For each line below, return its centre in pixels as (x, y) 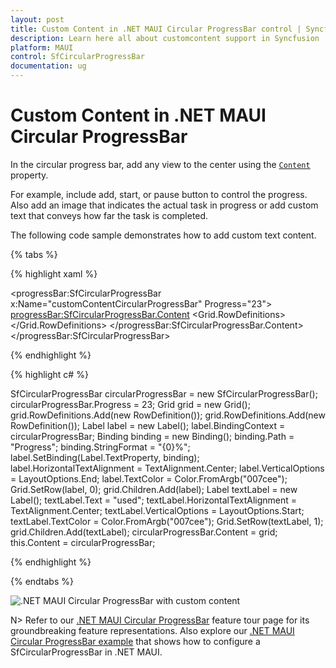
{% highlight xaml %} (54, 273)
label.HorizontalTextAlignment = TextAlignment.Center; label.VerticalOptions (167, 468)
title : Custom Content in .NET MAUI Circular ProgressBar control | (156, 29)
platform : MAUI (42, 47)
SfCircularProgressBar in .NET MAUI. (86, 652)
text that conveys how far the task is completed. (109, 215)
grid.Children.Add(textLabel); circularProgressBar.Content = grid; (144, 532)
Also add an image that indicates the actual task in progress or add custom (164, 205)
